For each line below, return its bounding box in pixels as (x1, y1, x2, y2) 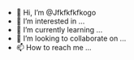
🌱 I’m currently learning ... (15, 25, 103, 34)
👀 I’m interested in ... (15, 16, 85, 26)
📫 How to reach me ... (15, 43, 92, 52)
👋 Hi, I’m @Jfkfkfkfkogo (15, 8, 97, 17)
